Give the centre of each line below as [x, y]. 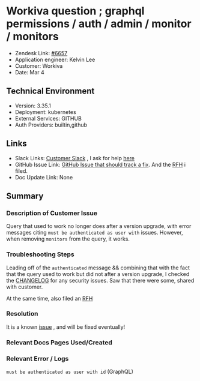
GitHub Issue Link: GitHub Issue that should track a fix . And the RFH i [100, 164]
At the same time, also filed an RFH [50, 298]
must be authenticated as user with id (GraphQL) [70, 372]
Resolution [22, 314]
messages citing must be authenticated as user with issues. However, [95, 233]
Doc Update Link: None [44, 177]
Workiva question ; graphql [75, 11]
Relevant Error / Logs [38, 358]
